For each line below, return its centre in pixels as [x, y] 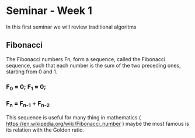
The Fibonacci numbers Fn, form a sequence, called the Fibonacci [86, 59]
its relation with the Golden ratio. [45, 130]
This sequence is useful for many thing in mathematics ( [74, 117]
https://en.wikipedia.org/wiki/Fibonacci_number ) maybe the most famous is [98, 123]
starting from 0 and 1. [32, 72]
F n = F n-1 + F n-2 [28, 104]
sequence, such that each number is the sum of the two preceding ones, [93, 65]
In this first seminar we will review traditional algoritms [71, 27]
